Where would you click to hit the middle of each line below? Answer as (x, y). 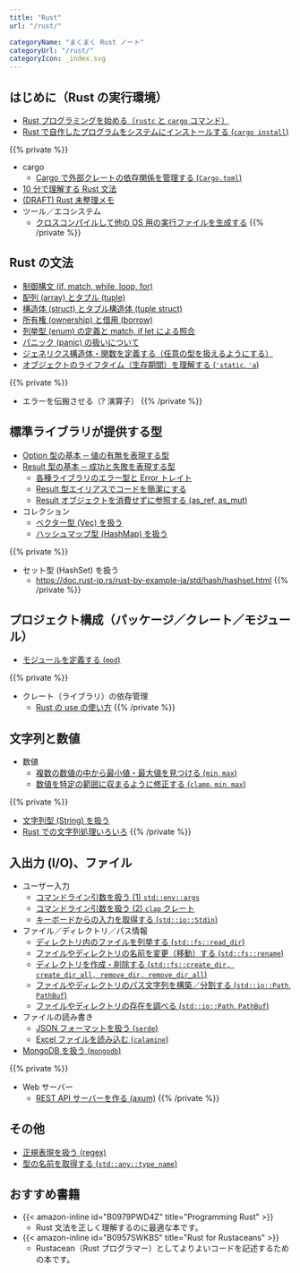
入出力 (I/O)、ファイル (71, 862)
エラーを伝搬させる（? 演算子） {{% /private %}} (112, 400)
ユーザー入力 (46, 886)
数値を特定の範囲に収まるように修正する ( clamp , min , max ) (141, 784)
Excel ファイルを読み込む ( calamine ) (102, 1039)
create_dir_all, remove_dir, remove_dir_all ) (121, 974)
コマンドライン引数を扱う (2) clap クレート (115, 908)
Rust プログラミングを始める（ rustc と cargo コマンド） (126, 120)
